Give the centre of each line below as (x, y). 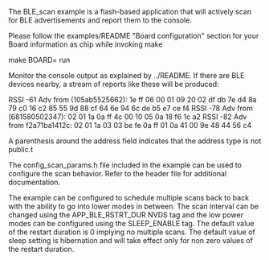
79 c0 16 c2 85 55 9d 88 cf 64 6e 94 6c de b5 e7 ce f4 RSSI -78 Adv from (130, 108)
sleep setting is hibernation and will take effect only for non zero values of (130, 240)
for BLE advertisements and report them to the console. (100, 20)
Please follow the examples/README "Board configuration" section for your (134, 36)
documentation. (35, 182)
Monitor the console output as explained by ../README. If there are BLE (126, 75)
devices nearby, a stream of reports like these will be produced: (114, 84)
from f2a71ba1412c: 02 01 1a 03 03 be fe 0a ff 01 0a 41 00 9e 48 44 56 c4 (130, 125)
